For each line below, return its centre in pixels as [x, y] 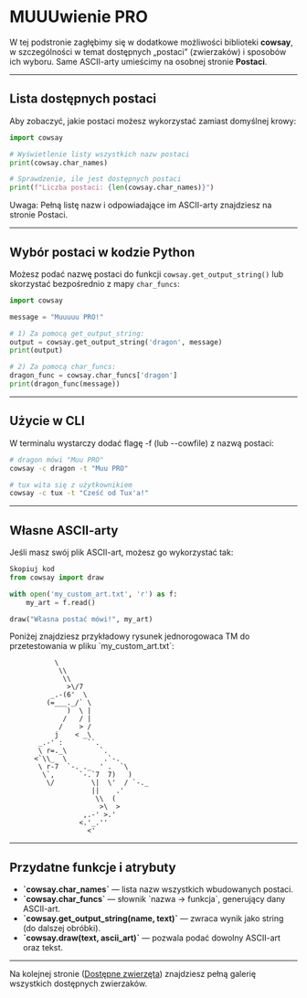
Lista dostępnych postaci [83, 99]
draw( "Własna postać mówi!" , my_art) [81, 619]
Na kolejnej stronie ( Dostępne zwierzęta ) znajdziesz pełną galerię [133, 974]
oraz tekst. [43, 948]
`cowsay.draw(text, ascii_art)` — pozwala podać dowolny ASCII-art [152, 938]
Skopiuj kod [32, 569]
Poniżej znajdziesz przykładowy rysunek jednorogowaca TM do [130, 636]
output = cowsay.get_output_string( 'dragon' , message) [116, 342]
